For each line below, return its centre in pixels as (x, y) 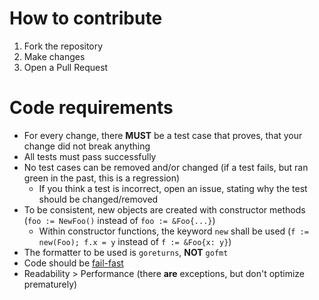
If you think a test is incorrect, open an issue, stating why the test (173, 188)
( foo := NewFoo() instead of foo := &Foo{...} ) (119, 220)
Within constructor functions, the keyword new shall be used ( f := (173, 231)
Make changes (54, 56)
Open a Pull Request (66, 67)
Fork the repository (63, 46)
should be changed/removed (98, 199)
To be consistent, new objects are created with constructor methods (164, 209)
